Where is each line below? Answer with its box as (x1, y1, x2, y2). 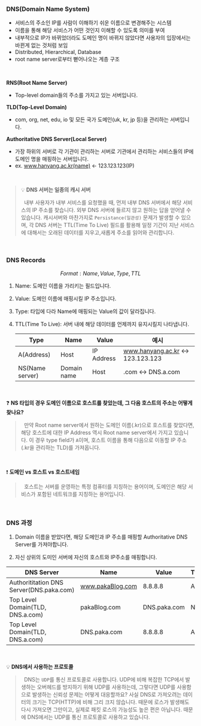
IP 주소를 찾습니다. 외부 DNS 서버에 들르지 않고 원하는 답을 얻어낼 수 (32, 207, 191, 214)
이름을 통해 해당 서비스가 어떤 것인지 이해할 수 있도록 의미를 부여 (14, 26, 165, 34)
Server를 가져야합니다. (14, 540, 69, 548)
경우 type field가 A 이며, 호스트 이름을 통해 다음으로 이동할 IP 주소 (35, 436, 187, 443)
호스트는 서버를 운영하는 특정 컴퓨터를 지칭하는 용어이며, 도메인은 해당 (23, 483, 187, 490)
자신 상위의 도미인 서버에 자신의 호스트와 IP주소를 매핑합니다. (14, 553, 157, 560)
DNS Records (6, 256, 46, 264)
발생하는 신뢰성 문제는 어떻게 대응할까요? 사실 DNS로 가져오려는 (32, 691, 182, 698)
